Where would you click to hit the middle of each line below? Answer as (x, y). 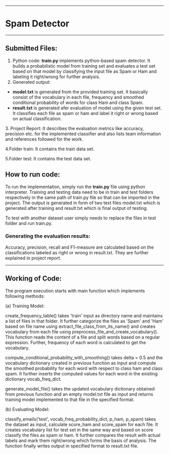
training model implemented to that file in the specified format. (70, 400)
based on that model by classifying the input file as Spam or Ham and (84, 71)
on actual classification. (37, 119)
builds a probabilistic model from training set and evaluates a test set (84, 66)
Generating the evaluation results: (48, 236)
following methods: (25, 296)
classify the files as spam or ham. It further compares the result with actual (83, 435)
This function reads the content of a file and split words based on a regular (82, 337)
